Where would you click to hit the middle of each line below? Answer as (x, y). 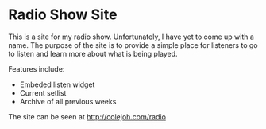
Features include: (37, 68)
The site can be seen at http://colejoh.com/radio (87, 116)
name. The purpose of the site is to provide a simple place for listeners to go (133, 45)
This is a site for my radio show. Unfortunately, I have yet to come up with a (131, 37)
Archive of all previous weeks (68, 101)
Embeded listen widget (57, 84)
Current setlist (43, 92)
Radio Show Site (63, 15)
